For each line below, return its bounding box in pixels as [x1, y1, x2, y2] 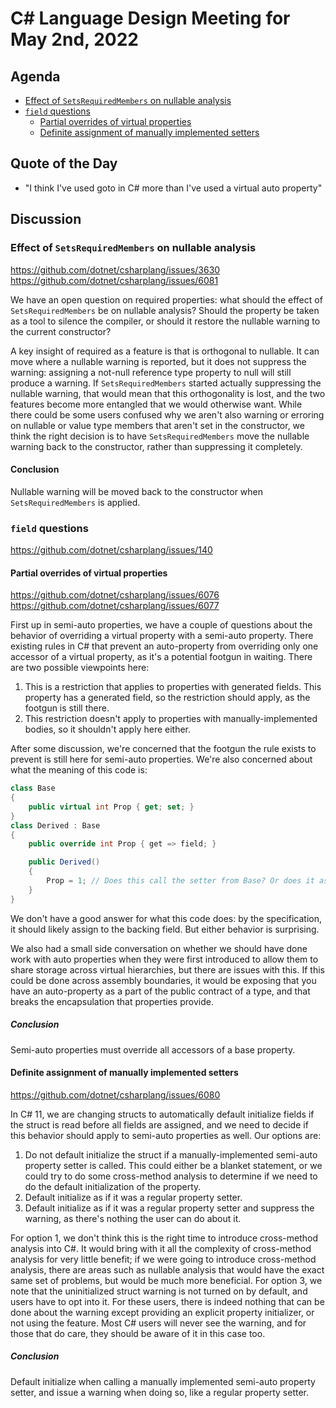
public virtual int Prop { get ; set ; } [28, 802, 195, 812]
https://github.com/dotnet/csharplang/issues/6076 [10, 589, 220, 601]
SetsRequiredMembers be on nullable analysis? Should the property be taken [10, 304, 320, 316]
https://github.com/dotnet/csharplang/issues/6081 [10, 274, 219, 286]
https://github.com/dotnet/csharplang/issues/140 [10, 544, 213, 556]
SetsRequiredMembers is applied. [10, 496, 141, 508]
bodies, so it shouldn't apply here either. [24, 723, 192, 736]
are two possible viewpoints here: [10, 662, 150, 674]
